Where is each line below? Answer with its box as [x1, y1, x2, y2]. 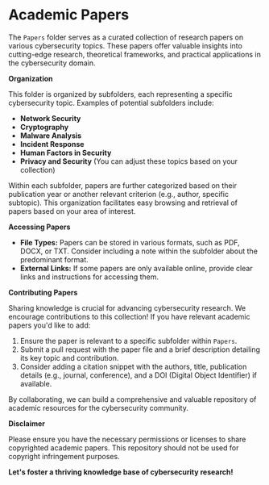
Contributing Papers [8, 287, 78, 297]
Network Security [19, 113, 81, 123]
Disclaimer [8, 418, 46, 429]
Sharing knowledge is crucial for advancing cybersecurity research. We [8, 303, 246, 312]
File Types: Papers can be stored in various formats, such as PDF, [19, 237, 240, 247]
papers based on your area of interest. [8, 206, 136, 215]
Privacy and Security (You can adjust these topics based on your [19, 156, 238, 166]
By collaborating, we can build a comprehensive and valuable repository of [8, 394, 257, 404]
